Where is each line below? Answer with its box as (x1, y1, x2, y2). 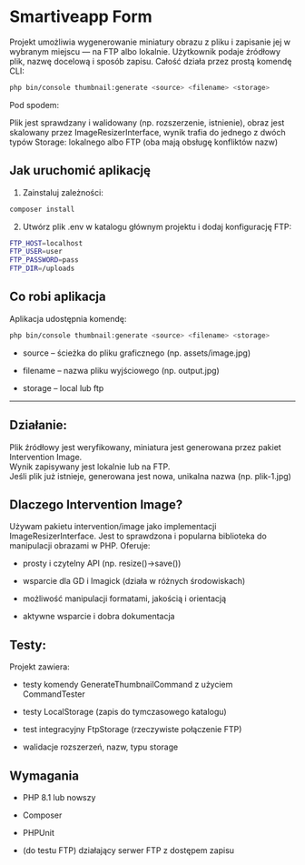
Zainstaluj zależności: (22, 186, 104, 197)
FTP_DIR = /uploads (9, 264, 75, 274)
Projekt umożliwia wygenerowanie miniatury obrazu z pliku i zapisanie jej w (9, 36, 291, 47)
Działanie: (9, 417, 68, 433)
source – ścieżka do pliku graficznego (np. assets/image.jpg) (22, 347, 251, 358)
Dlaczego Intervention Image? (9, 497, 183, 512)
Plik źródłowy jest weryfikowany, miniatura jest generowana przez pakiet (9, 441, 281, 452)
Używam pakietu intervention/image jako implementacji (9, 521, 217, 532)
